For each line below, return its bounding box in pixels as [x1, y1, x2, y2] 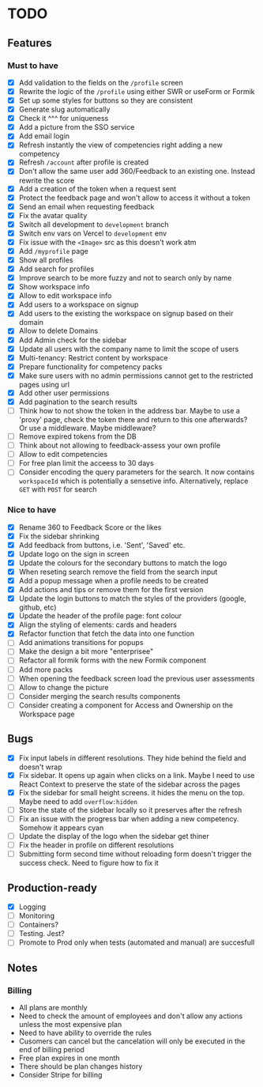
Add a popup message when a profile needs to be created [18, 576, 209, 585]
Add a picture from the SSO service [18, 123, 135, 132]
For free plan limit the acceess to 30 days [18, 459, 155, 468]
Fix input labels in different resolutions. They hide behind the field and [18, 753, 246, 763]
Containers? [18, 920, 58, 930]
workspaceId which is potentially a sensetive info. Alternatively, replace [18, 476, 249, 486]
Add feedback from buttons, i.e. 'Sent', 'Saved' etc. [18, 540, 186, 549]
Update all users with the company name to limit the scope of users [18, 344, 239, 353]
